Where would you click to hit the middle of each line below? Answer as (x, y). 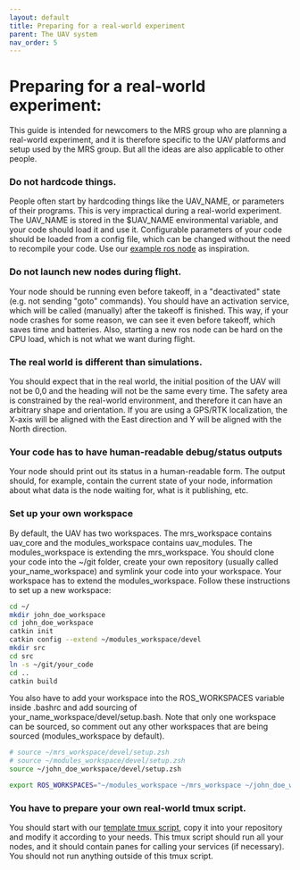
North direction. (38, 429)
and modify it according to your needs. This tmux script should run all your (146, 837)
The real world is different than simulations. (106, 362)
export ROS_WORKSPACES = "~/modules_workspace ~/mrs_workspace (125, 786)
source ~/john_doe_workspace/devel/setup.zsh (95, 769)
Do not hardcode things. (63, 182)
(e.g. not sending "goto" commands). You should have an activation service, (150, 301)
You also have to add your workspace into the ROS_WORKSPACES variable (147, 699)
